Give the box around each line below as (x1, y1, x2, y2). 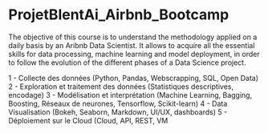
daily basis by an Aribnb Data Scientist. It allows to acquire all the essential (8, 40, 255, 50)
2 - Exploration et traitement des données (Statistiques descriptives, (8, 82, 234, 91)
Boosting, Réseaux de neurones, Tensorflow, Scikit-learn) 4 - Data (8, 99, 228, 108)
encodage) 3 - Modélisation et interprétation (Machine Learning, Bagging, (8, 90, 253, 99)
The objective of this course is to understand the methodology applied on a (8, 32, 258, 42)
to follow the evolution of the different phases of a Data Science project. (8, 58, 246, 67)
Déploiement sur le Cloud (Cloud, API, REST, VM (8, 115, 169, 125)
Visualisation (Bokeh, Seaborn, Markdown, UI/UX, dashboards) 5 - (8, 107, 228, 117)
